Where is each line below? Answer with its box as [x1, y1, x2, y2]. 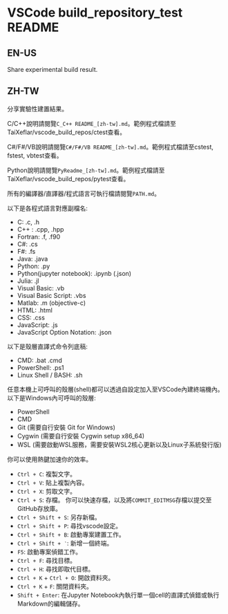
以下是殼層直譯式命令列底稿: [7, 342, 88, 351]
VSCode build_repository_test [7, 5, 183, 21]
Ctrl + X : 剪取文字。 [17, 487, 77, 495]
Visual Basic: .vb [17, 283, 65, 292]
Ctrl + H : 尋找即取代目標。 [17, 565, 95, 573]
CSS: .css [17, 313, 45, 322]
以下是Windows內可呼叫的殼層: [7, 393, 97, 402]
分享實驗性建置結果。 [7, 104, 68, 113]
